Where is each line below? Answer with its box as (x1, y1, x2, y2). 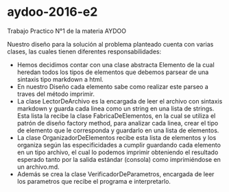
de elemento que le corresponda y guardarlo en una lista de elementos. (16, 126, 219, 134)
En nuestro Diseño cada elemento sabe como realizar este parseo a (16, 82, 209, 91)
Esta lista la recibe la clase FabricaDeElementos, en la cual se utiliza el (16, 111, 216, 120)
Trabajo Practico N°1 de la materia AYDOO (7, 27, 127, 35)
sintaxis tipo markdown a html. (16, 75, 104, 83)
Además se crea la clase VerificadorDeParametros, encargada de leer (16, 169, 215, 178)
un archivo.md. (16, 163, 60, 171)
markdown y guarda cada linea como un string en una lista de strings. (16, 104, 215, 112)
